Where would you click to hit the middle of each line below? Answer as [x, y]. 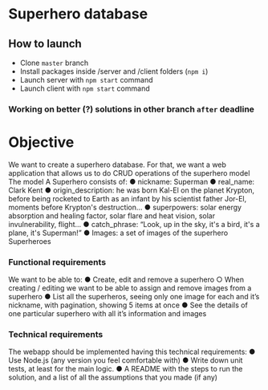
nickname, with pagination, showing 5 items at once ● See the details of [128, 305]
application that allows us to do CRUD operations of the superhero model [129, 173]
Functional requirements [57, 262]
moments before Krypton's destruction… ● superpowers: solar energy [125, 207]
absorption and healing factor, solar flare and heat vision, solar [112, 215]
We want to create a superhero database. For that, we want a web [118, 165]
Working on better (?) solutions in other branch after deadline [132, 109]
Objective [41, 142]
